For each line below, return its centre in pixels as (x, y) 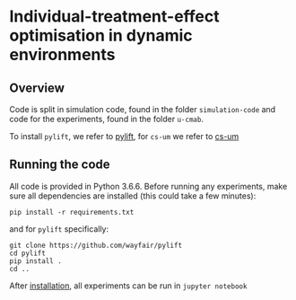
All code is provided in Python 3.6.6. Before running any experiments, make (148, 186)
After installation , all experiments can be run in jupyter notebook (128, 286)
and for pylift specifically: (59, 229)
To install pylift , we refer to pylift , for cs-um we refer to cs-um (124, 136)
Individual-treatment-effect (114, 17)
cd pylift (28, 253)
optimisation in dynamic (101, 35)
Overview (37, 88)
